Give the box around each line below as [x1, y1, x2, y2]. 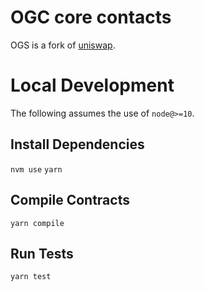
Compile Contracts [10, 192, 130, 209]
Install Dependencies [10, 136, 145, 153]
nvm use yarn [10, 164, 63, 175]
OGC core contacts [10, 6, 172, 29]
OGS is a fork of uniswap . [10, 39, 116, 51]
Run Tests [10, 245, 74, 262]
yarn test [10, 272, 52, 282]
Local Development [10, 74, 175, 97]
